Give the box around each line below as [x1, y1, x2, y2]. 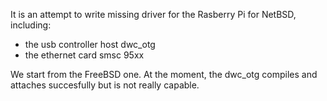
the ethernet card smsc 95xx [24, 49, 145, 61]
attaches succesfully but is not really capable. [10, 79, 200, 91]
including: [10, 19, 52, 31]
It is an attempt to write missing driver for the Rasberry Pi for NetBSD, [10, 9, 297, 20]
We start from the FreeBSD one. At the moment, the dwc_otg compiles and [10, 69, 318, 80]
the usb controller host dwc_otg [24, 39, 156, 50]
